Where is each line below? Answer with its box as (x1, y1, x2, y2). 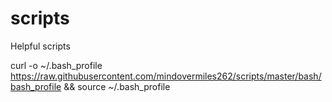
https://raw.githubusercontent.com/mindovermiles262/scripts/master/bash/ (10, 70, 322, 82)
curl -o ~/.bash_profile (10, 59, 103, 71)
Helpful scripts (10, 40, 71, 52)
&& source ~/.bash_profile (63, 80, 171, 92)
